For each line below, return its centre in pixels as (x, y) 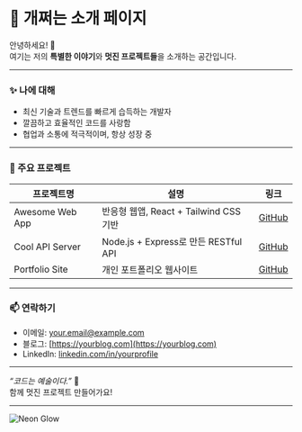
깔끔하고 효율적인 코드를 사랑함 (76, 123)
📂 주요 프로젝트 (40, 168)
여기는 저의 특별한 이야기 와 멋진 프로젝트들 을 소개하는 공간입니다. (123, 56)
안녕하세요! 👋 (32, 45)
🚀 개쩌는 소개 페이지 (78, 18)
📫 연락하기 (32, 309)
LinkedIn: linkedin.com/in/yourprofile (90, 354)
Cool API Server (47, 247)
